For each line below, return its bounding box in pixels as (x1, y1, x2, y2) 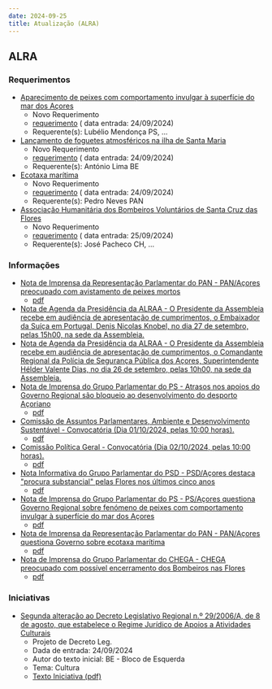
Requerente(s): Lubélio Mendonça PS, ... (32, 127, 168, 137)
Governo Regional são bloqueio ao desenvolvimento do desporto (19, 390, 238, 400)
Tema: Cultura (32, 662, 80, 672)
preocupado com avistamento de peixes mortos (19, 286, 181, 297)
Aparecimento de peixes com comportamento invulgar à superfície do (19, 93, 255, 102)
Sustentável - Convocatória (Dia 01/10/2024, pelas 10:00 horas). (19, 425, 235, 435)
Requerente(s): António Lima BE (32, 162, 140, 172)
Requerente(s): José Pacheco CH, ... (32, 239, 155, 249)
